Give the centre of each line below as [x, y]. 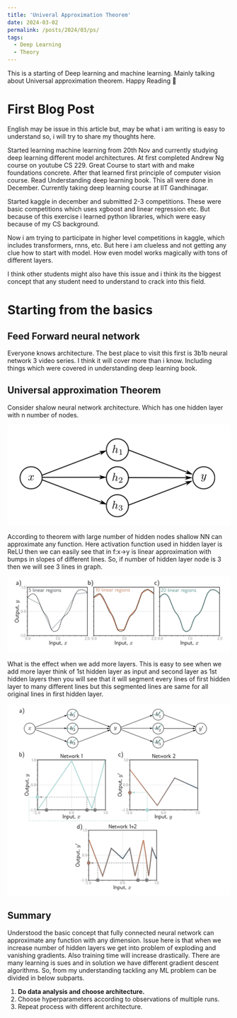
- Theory [27, 52]
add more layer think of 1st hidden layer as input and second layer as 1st [112, 671]
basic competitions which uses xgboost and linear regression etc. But [109, 209]
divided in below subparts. [46, 978]
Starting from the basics [80, 310]
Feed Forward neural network [74, 336]
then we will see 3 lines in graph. [55, 567]
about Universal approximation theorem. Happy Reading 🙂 [92, 81]
